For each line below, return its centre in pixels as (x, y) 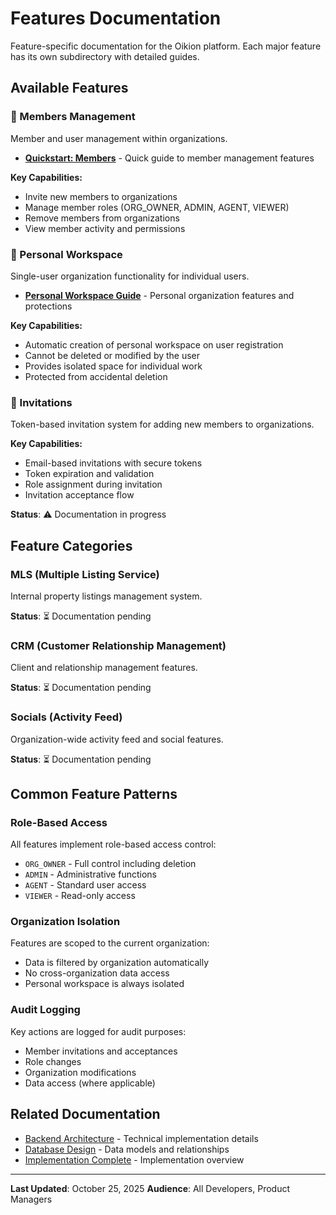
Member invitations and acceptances (101, 1051)
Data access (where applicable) (90, 1083)
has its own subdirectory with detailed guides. (105, 56)
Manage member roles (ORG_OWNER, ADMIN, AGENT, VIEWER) (157, 207)
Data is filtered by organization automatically (117, 963)
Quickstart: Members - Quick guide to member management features (169, 158)
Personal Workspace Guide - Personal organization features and (159, 295)
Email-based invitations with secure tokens (113, 463)
